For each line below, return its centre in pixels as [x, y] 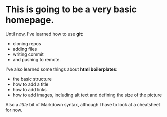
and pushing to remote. [37, 59]
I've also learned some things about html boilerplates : [61, 69]
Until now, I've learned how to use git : [44, 34]
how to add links [29, 89]
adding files [25, 49]
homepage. [30, 20]
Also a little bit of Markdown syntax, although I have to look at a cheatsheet [83, 104]
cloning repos [27, 43]
